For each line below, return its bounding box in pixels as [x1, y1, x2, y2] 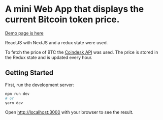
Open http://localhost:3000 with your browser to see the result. [5, 109, 134, 115]
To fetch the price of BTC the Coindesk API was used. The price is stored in [5, 49, 159, 55]
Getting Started [5, 69, 54, 77]
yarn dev [5, 100, 23, 105]
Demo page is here [5, 30, 44, 36]
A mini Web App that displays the [5, 3, 144, 15]
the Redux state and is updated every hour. [5, 54, 93, 60]
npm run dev [5, 91, 30, 96]
